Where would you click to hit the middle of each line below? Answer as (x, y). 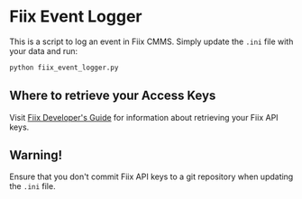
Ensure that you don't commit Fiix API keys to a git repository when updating (151, 176)
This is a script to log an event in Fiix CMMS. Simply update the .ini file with (151, 41)
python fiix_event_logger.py (64, 68)
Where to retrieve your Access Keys (113, 96)
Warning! (36, 155)
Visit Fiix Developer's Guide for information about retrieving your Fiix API (144, 117)
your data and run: (44, 50)
